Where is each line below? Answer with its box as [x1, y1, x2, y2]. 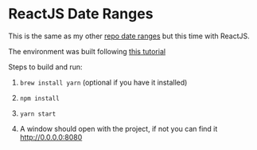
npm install [19, 94, 60, 102]
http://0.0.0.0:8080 [19, 132, 83, 142]
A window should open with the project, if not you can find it [19, 124, 218, 133]
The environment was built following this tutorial [8, 46, 165, 56]
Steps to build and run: [8, 61, 83, 72]
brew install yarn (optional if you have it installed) [19, 77, 188, 87]
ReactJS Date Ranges [8, 5, 154, 23]
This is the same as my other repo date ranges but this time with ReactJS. [8, 31, 251, 41]
